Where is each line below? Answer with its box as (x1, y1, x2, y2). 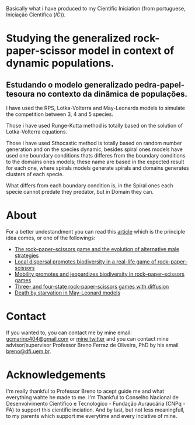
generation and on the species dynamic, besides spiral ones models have (6, 146, 183, 153)
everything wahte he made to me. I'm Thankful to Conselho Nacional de (6, 393, 179, 400)
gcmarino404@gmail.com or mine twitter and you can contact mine (6, 335, 169, 342)
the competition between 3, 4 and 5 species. (6, 111, 114, 118)
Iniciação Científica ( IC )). (6, 11, 66, 18)
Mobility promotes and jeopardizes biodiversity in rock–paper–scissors (14, 270, 185, 277)
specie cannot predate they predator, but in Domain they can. (6, 188, 154, 195)
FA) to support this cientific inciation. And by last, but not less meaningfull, (6, 406, 185, 413)
